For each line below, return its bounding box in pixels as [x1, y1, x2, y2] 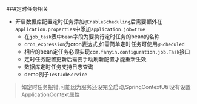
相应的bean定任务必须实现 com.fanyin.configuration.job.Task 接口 [24, 48, 190, 55]
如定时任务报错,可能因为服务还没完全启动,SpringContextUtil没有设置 [21, 84, 191, 90]
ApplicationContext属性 [21, 91, 80, 98]
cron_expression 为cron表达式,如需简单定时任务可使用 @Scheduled [24, 41, 185, 47]
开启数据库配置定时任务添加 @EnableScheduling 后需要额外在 [15, 18, 162, 25]
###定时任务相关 [6, 5, 48, 12]
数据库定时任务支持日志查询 [24, 63, 94, 70]
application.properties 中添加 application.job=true [15, 26, 145, 32]
